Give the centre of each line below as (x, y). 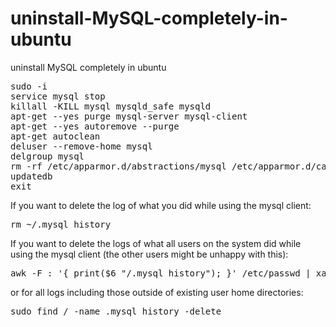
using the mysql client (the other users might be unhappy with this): (149, 254)
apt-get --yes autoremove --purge (95, 126)
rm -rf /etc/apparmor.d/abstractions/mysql (118, 166)
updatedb (31, 176)
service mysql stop (58, 96)
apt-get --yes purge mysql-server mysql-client (129, 116)
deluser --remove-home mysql (81, 146)
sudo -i (29, 86)
